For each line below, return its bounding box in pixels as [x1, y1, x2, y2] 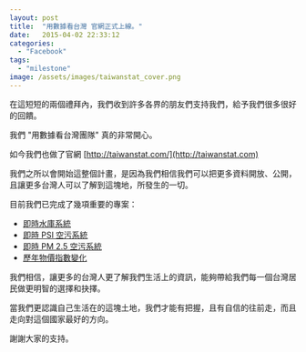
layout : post [9, 13, 59, 23]
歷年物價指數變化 [22, 252, 87, 263]
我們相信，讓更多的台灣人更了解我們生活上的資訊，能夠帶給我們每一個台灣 [9, 271, 289, 282]
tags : [9, 55, 30, 65]
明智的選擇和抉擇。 [33, 283, 106, 294]
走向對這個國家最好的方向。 [9, 313, 114, 324]
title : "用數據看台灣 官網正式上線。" [9, 22, 143, 31]
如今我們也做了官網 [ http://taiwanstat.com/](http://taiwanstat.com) [9, 148, 259, 159]
